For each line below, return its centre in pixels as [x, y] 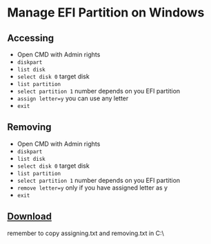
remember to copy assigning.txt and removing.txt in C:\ [86, 233]
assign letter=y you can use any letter [73, 98]
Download [29, 217]
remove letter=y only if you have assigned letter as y [92, 188]
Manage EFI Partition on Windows [106, 13]
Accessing [30, 38]
